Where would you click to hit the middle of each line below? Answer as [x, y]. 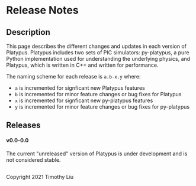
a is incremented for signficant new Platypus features [80, 88]
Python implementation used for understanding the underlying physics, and [98, 59]
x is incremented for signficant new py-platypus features [84, 100]
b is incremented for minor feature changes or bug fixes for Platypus [98, 94]
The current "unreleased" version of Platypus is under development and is [97, 154]
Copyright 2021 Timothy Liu [40, 177]
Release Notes [42, 10]
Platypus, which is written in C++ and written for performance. [82, 65]
